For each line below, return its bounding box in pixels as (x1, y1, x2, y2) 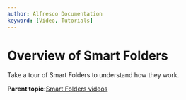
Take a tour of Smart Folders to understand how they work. (7, 71, 180, 79)
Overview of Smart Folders (7, 48, 168, 64)
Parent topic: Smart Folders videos (7, 84, 108, 93)
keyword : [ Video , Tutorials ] (7, 17, 93, 24)
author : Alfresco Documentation (7, 10, 103, 18)
